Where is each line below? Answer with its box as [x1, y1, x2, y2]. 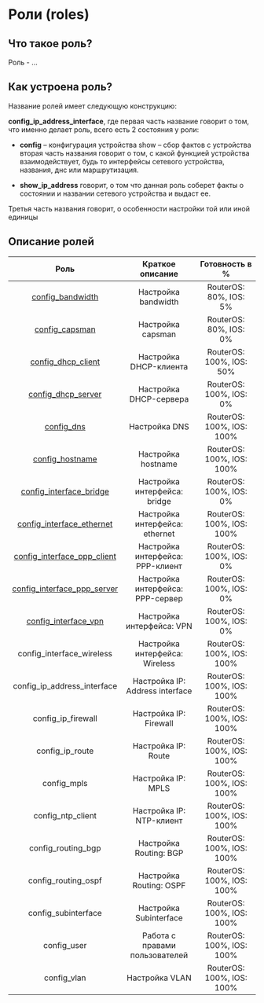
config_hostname [32, 454, 97, 465]
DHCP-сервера [129, 393, 189, 404]
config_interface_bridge [20, 486, 110, 497]
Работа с [142, 930, 177, 941]
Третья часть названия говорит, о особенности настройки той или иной [8, 204, 250, 213]
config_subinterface [27, 907, 102, 918]
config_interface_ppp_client [13, 550, 116, 561]
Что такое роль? [8, 37, 93, 50]
